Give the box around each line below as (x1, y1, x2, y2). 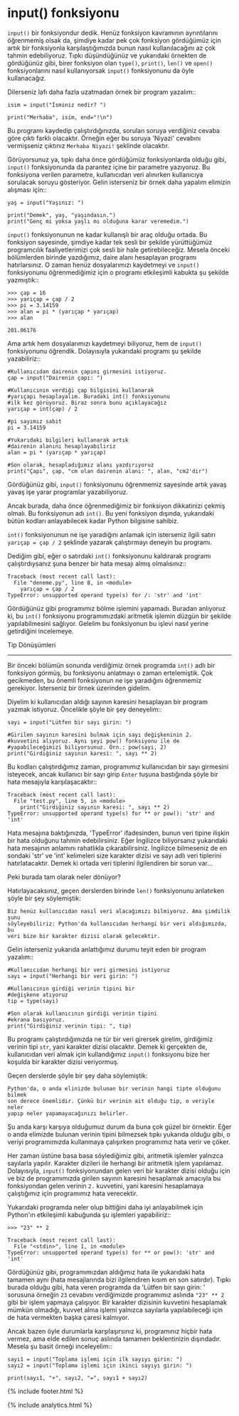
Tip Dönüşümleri (7, 640, 56, 649)
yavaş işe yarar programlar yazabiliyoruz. (7, 487, 129, 496)
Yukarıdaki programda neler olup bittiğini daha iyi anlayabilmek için (7, 1203, 203, 1211)
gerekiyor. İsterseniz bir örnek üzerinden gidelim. (7, 683, 152, 692)
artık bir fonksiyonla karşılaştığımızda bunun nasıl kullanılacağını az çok (7, 43, 216, 52)
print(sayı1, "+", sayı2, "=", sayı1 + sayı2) (7, 1374, 148, 1381)
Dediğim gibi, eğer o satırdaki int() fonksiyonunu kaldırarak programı (7, 551, 211, 560)
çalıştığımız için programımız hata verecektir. (7, 1189, 138, 1198)
